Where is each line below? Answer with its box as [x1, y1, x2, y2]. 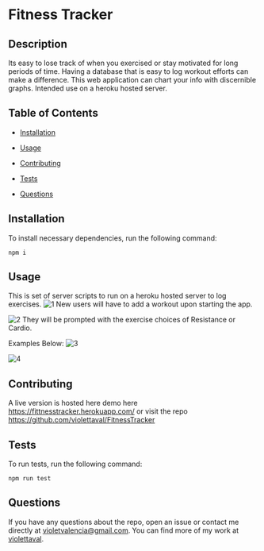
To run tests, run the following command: [8, 459, 143, 469]
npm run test [8, 475, 52, 483]
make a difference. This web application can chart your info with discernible [8, 75, 256, 84]
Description [8, 37, 67, 51]
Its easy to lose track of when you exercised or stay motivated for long [8, 58, 239, 67]
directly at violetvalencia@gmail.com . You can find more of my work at [8, 526, 239, 535]
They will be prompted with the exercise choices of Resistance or [22, 315, 236, 325]
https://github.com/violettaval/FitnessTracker [8, 415, 155, 425]
